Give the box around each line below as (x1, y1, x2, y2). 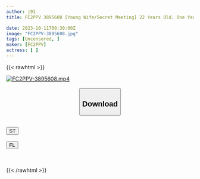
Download (82, 99, 118, 108)
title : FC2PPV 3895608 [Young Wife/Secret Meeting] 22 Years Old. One (6, 14, 185, 20)
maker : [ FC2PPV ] (6, 42, 46, 48)
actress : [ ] (6, 47, 39, 54)
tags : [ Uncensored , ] (6, 36, 60, 42)
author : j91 (6, 8, 36, 15)
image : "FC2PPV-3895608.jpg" (6, 30, 79, 36)
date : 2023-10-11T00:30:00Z (6, 25, 76, 31)
